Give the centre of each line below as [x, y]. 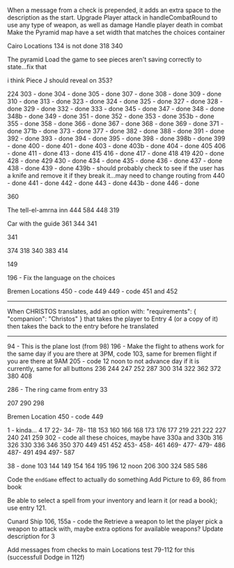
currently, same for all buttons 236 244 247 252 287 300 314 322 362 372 [114, 369]
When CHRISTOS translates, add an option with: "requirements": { [102, 311]
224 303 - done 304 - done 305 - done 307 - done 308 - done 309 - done [114, 94]
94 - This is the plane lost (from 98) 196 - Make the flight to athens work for [116, 346]
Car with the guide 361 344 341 [52, 224]
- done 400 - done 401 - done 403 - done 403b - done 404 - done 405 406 [117, 146]
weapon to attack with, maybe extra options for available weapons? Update [115, 529]
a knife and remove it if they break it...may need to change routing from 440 [116, 175]
